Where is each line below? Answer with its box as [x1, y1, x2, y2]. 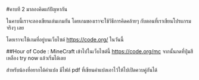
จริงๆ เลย [6, 24, 24, 31]
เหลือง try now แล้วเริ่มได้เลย [6, 55, 66, 62]
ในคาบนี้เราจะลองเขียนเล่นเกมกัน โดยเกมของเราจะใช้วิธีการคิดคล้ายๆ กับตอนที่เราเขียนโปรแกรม [6, 18, 192, 24]
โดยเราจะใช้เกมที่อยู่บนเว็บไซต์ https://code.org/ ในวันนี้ [6, 36, 124, 43]
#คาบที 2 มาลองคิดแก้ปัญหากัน [6, 6, 67, 12]
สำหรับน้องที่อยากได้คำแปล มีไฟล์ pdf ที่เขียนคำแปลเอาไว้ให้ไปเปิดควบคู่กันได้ [6, 66, 158, 73]
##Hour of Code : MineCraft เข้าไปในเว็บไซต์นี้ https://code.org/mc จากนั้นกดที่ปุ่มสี [6, 48, 194, 55]
